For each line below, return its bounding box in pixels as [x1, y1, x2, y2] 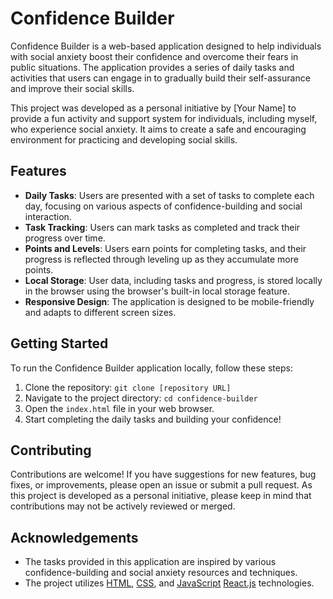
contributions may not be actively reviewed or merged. [10, 500, 236, 512]
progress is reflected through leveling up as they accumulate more [24, 253, 299, 265]
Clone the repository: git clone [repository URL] [24, 381, 232, 393]
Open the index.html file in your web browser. [24, 402, 215, 414]
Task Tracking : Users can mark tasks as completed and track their [24, 221, 301, 233]
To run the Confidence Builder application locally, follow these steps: [10, 362, 293, 374]
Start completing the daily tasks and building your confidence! [24, 413, 282, 425]
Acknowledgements [10, 529, 139, 546]
